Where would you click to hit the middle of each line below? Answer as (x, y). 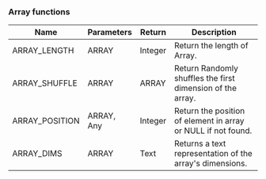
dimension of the (205, 88)
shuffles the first (204, 78)
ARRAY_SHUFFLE (45, 83)
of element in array (209, 121)
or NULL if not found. (213, 131)
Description (214, 32)
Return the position (209, 111)
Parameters (110, 32)
